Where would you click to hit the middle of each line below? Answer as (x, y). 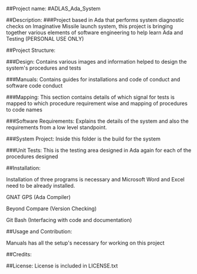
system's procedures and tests (44, 68)
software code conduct (35, 86)
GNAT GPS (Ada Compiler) (38, 197)
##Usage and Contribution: (39, 231)
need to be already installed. (41, 186)
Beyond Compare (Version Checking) (51, 208)
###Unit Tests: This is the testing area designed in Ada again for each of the (99, 150)
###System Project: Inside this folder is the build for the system (83, 139)
